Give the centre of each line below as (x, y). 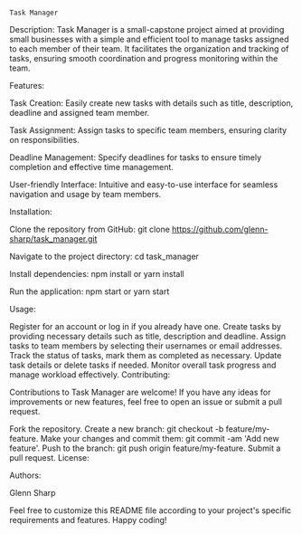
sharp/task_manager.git (53, 239)
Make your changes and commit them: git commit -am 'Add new (160, 439)
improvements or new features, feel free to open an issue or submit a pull (146, 402)
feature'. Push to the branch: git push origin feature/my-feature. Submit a (145, 448)
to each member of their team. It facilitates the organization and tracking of (149, 49)
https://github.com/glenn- (220, 229)
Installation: (31, 212)
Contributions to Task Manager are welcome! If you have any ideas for (140, 392)
